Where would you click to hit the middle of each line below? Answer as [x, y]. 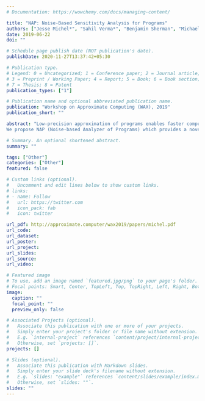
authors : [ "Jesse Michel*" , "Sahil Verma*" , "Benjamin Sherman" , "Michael [103, 29]
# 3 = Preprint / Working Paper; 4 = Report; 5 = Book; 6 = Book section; [103, 79]
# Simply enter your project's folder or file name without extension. [102, 332]
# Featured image [28, 275]
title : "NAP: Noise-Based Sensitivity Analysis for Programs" [87, 23]
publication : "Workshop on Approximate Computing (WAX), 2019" [88, 107]
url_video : [20, 264]
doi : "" [16, 40]
